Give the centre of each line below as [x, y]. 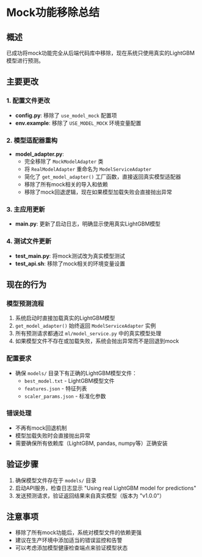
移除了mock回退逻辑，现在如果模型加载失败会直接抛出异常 [98, 192]
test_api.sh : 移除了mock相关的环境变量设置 [70, 263]
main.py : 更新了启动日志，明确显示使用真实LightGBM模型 [88, 224]
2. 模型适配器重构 [32, 140]
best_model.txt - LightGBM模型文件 [69, 381]
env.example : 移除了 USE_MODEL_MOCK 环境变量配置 [78, 123]
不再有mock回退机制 [41, 428]
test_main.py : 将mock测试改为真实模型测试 [70, 256]
